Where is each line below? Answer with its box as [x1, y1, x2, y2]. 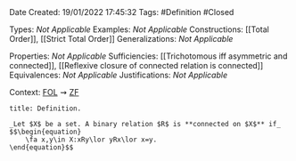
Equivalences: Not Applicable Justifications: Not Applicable [9, 69, 228, 80]
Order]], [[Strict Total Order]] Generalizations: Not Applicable [9, 34, 234, 44]
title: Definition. [9, 104, 82, 113]
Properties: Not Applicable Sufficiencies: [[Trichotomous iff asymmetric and [9, 51, 288, 61]
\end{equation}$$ [9, 143, 74, 152]
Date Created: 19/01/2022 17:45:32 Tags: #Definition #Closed [9, 7, 234, 17]
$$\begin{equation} [9, 127, 82, 136]
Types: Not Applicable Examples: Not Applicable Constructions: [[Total [9, 24, 269, 35]
